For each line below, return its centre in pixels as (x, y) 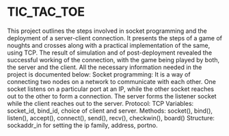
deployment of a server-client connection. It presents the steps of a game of (115, 38)
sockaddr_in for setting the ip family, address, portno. (83, 125)
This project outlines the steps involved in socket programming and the (107, 31)
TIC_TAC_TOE (46, 12)
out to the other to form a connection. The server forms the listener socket (112, 96)
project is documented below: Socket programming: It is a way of (99, 74)
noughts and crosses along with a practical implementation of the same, (109, 45)
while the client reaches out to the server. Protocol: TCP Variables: (100, 103)
